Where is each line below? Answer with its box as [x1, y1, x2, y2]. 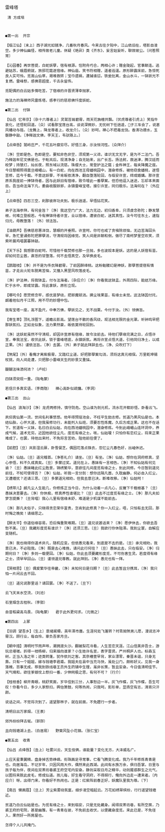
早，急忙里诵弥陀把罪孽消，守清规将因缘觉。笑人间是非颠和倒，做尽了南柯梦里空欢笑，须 [5, 233, 160, 238]
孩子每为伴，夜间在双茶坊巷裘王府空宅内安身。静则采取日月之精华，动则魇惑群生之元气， [5, 768, 160, 773]
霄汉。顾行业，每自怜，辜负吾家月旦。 [5, 634, 72, 639]
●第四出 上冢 [5, 619, 31, 624]
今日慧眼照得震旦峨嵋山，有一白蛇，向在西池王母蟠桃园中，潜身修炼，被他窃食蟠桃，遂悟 [5, 168, 160, 173]
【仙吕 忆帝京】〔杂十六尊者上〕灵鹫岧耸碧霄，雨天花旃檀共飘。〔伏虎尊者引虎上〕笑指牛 [5, 117, 158, 122]
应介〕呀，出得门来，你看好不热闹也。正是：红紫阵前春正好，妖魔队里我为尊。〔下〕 [5, 778, 151, 783]
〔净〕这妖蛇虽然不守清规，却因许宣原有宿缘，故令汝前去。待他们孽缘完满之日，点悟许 [5, 332, 156, 337]
